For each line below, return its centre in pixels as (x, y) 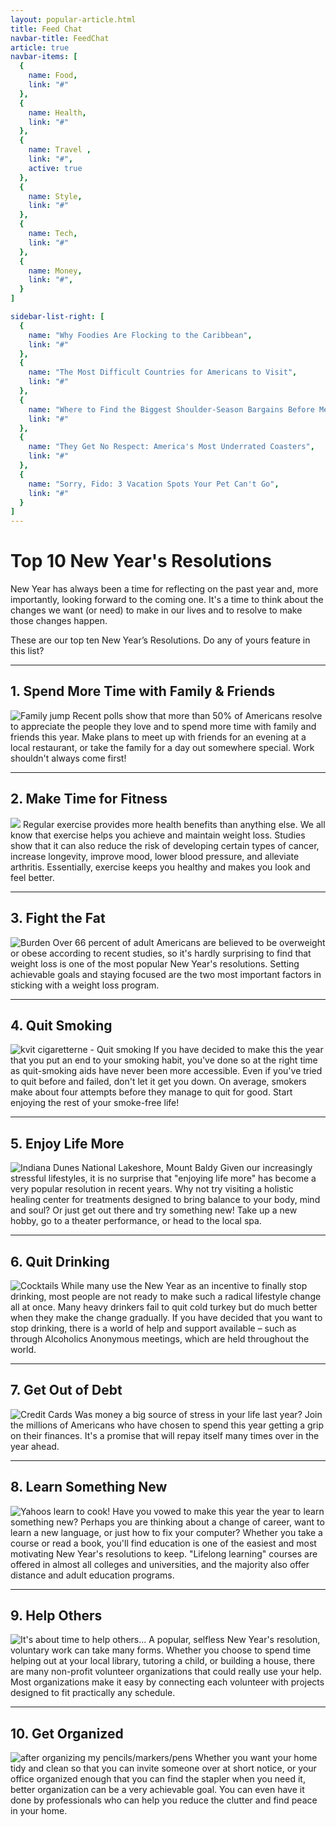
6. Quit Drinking (60, 1261)
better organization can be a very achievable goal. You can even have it (157, 1790)
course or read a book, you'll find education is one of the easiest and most (163, 1543)
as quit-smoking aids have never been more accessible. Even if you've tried (166, 1071)
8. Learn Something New (89, 1487)
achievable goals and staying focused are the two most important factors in (166, 974)
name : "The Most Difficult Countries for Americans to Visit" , (163, 372)
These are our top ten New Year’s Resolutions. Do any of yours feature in (160, 640)
